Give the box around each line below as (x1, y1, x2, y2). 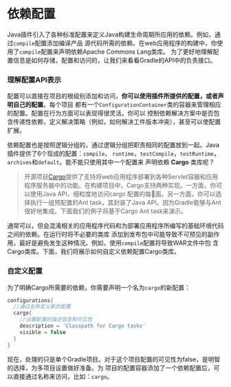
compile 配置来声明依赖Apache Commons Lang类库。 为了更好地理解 (19, 47, 213, 56)
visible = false (19, 329, 67, 335)
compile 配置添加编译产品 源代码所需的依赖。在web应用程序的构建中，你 (13, 38, 217, 47)
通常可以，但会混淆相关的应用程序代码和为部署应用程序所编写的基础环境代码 (7, 221, 224, 230)
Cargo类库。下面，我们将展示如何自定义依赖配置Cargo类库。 (7, 247, 181, 256)
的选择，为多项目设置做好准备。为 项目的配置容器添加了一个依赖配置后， (7, 364, 214, 372)
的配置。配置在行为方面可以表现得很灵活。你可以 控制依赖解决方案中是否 (7, 109, 214, 118)
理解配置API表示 (7, 75, 62, 85)
